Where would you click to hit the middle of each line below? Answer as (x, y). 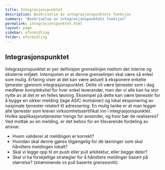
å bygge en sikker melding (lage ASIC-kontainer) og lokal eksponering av (79, 100)
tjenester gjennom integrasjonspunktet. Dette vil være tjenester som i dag (80, 85)
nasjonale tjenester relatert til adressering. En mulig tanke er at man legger (81, 105)
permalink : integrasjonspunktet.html (44, 23)
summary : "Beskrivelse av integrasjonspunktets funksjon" (66, 19)
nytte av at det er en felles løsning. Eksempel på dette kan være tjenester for (83, 95)
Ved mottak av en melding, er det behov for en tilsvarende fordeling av (77, 121)
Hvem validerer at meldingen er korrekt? (53, 136)
